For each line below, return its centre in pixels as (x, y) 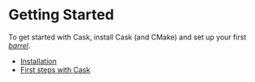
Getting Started (62, 15)
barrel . (19, 45)
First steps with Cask (55, 69)
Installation (38, 61)
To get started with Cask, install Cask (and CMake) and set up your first (127, 37)
